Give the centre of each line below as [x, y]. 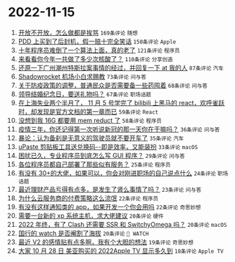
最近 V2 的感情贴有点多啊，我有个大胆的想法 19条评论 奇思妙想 [106, 242]
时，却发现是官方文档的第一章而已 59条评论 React [88, 111]
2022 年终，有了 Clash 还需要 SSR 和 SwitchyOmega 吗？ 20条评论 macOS [122, 224]
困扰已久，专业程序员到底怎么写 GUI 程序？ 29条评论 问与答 [101, 155]
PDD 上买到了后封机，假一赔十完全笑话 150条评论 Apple [97, 41]
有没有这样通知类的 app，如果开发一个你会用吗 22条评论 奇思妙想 [109, 207]
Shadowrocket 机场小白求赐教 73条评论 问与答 [82, 76]
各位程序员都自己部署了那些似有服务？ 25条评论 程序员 [94, 164]
